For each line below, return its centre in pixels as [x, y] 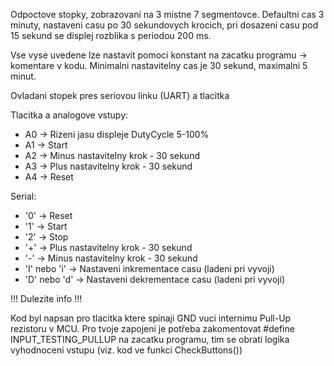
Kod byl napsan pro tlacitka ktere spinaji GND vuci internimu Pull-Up [151, 318]
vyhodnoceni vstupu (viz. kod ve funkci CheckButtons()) [126, 350]
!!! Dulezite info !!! [46, 298]
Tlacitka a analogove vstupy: [69, 115]
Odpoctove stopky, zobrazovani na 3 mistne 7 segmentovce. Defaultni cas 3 [167, 14]
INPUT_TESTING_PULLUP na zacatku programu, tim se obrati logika [150, 339]
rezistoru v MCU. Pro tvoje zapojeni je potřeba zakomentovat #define [152, 328]
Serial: [23, 196]
